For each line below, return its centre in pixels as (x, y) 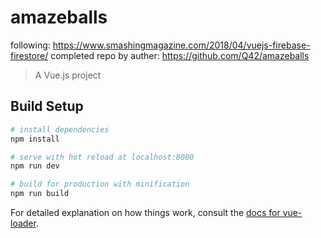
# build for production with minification (100, 184)
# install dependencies (60, 129)
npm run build (40, 194)
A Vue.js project (68, 75)
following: (30, 45)
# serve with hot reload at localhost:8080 (102, 157)
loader (23, 223)
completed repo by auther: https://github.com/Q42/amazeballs (180, 55)
